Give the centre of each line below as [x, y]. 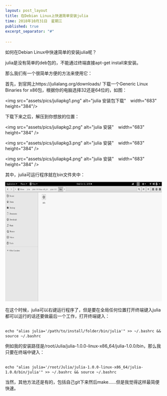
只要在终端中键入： [25, 352]
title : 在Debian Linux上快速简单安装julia [47, 16]
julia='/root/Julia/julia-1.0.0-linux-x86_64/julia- [87, 367]
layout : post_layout [27, 10]
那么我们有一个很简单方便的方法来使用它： [49, 73]
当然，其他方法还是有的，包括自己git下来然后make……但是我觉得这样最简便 [83, 382]
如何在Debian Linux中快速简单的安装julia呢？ [51, 52]
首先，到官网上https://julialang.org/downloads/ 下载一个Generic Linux [77, 84]
